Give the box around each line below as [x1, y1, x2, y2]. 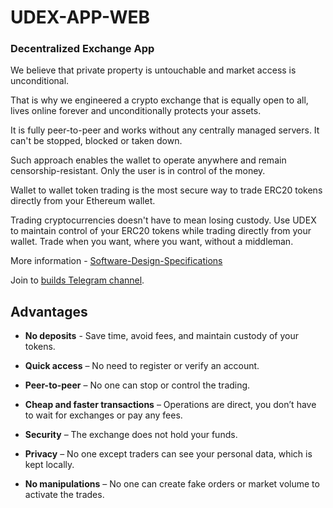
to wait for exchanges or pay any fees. [24, 409, 183, 421]
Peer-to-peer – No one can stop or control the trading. [24, 379, 251, 391]
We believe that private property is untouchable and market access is [10, 64, 297, 76]
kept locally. [24, 459, 75, 471]
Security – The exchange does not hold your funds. [24, 429, 238, 441]
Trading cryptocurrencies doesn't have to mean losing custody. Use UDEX [10, 214, 317, 226]
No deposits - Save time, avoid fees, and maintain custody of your [24, 330, 300, 342]
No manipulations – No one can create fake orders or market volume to [24, 478, 320, 490]
